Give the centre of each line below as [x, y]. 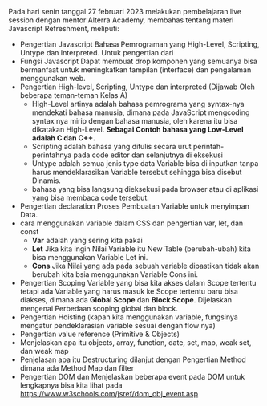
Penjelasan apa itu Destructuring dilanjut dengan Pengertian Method [133, 359]
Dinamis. [47, 181]
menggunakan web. [53, 78]
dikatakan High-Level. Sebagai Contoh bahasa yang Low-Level [138, 129]
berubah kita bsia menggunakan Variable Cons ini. [115, 274]
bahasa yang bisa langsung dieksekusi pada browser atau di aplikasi [145, 189]
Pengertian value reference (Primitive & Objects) [100, 334]
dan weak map [44, 351]
